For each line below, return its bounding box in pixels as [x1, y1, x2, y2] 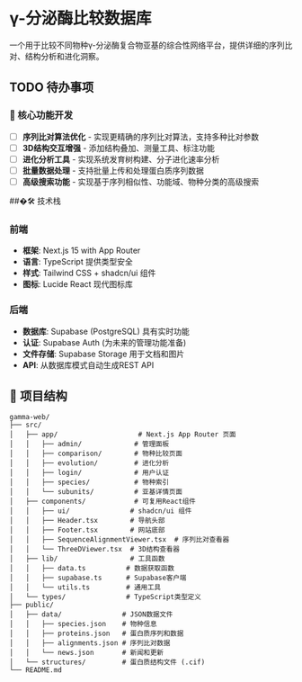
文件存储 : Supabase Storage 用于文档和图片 [22, 348, 185, 359]
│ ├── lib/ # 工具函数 [9, 554, 165, 563]
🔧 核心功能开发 [9, 109, 74, 121]
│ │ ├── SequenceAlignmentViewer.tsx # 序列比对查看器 [9, 535, 230, 544]
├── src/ [9, 420, 42, 430]
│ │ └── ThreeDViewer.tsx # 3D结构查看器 [9, 545, 180, 554]
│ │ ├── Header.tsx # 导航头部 [9, 516, 165, 525]
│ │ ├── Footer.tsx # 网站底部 [9, 525, 165, 535]
